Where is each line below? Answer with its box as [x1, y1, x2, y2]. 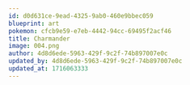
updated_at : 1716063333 [8, 65, 89, 73]
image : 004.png [8, 42, 60, 50]
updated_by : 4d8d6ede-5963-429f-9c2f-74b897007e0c [8, 57, 183, 66]
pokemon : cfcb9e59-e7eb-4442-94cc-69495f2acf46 [8, 27, 172, 35]
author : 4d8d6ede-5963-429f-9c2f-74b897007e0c [8, 49, 168, 57]
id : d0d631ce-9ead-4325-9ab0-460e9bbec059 [8, 11, 154, 20]
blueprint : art [8, 19, 60, 28]
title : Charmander [8, 34, 70, 43]
